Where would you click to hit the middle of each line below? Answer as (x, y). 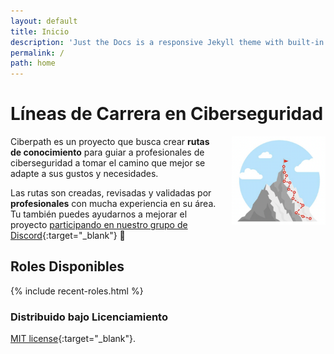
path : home (33, 63)
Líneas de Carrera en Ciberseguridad (167, 114)
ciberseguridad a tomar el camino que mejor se (108, 163)
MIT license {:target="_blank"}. (73, 339)
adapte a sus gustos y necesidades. (84, 174)
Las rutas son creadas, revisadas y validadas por (111, 193)
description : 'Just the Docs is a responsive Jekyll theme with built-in (167, 42)
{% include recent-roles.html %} (77, 291)
